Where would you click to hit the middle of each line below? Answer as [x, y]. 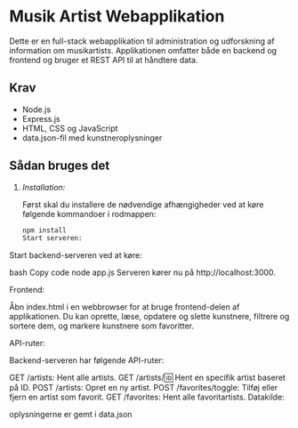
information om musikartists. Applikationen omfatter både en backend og [143, 50]
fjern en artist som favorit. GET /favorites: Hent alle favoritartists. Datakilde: [147, 397]
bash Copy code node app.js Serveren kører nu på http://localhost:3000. [142, 272]
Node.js [36, 109]
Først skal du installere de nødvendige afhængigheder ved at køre [143, 204]
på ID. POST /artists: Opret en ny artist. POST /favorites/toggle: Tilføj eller [144, 388]
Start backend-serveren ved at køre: [76, 255]
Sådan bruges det [60, 166]
